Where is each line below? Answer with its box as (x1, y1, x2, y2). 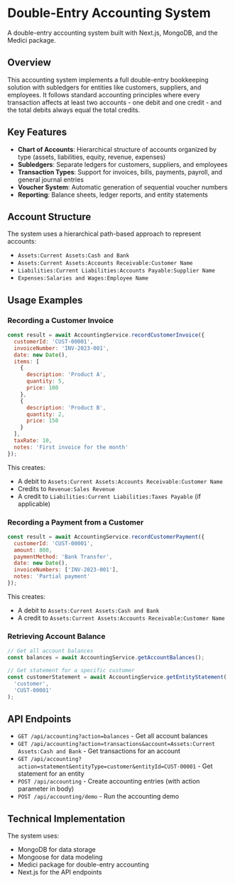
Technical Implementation (7, 813, 126, 825)
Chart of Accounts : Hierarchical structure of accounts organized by (17, 145, 217, 153)
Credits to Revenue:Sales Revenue (17, 484, 116, 493)
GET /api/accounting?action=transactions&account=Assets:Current (17, 740, 215, 748)
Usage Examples (7, 294, 83, 306)
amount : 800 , (13, 547, 53, 554)
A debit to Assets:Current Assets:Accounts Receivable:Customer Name (17, 477, 224, 486)
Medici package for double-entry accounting (17, 860, 149, 869)
